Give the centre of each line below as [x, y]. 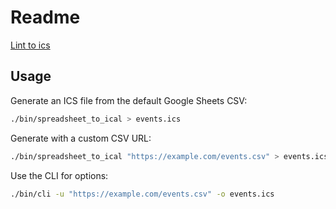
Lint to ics [30, 45]
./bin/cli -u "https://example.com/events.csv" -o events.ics [142, 194]
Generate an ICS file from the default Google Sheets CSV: [129, 100]
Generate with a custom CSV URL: [81, 138]
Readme [45, 17]
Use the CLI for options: [59, 175]
